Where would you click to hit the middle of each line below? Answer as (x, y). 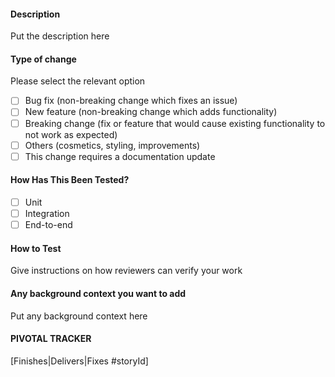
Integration (47, 213)
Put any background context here (79, 316)
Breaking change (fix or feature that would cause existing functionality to (175, 123)
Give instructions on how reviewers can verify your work (126, 271)
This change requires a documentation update (120, 156)
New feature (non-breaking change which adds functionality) (151, 112)
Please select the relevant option (78, 81)
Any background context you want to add (98, 293)
